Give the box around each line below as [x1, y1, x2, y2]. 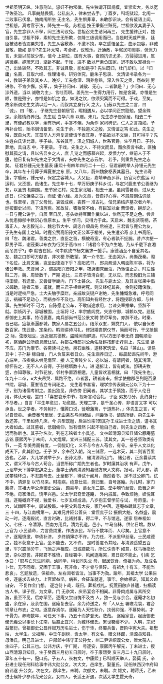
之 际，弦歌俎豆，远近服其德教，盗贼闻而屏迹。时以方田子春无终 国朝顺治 [5, 333, 152, 338]
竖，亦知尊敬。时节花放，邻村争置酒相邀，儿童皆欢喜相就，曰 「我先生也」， [5, 370, 157, 375]
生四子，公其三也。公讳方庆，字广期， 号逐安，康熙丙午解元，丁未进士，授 [5, 643, 155, 649]
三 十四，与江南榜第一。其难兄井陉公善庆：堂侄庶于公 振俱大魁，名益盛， [5, 509, 152, 515]
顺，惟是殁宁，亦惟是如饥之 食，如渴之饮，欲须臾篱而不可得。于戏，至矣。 [5, 95, 155, 101]
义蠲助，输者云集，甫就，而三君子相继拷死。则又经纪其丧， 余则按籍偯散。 [5, 284, 155, 290]
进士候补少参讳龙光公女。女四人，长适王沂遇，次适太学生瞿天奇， [5, 674, 137, 679]
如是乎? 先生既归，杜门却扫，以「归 [81, 65, 153, 71]
